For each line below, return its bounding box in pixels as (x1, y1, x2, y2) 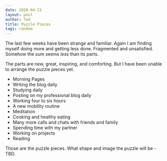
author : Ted (5, 17, 30, 22)
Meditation (12, 109, 36, 115)
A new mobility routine (12, 103, 60, 109)
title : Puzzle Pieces (5, 21, 51, 27)
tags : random (5, 26, 33, 31)
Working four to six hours (12, 98, 66, 104)
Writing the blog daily (12, 82, 57, 88)
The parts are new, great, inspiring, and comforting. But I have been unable (5, 61, 162, 67)
